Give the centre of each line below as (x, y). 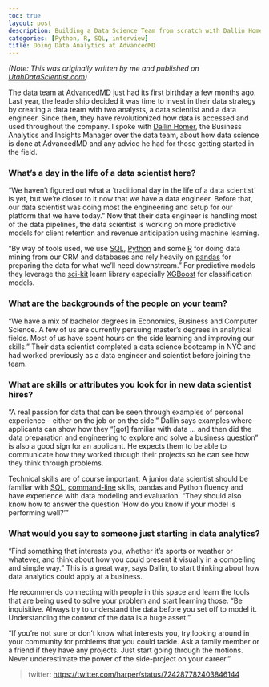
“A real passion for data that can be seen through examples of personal (126, 412)
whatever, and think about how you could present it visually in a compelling (132, 559)
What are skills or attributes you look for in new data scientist (130, 384)
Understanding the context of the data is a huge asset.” (99, 618)
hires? (21, 394)
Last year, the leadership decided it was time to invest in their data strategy (132, 101)
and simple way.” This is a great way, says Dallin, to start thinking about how (134, 568)
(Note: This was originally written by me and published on (104, 68)
